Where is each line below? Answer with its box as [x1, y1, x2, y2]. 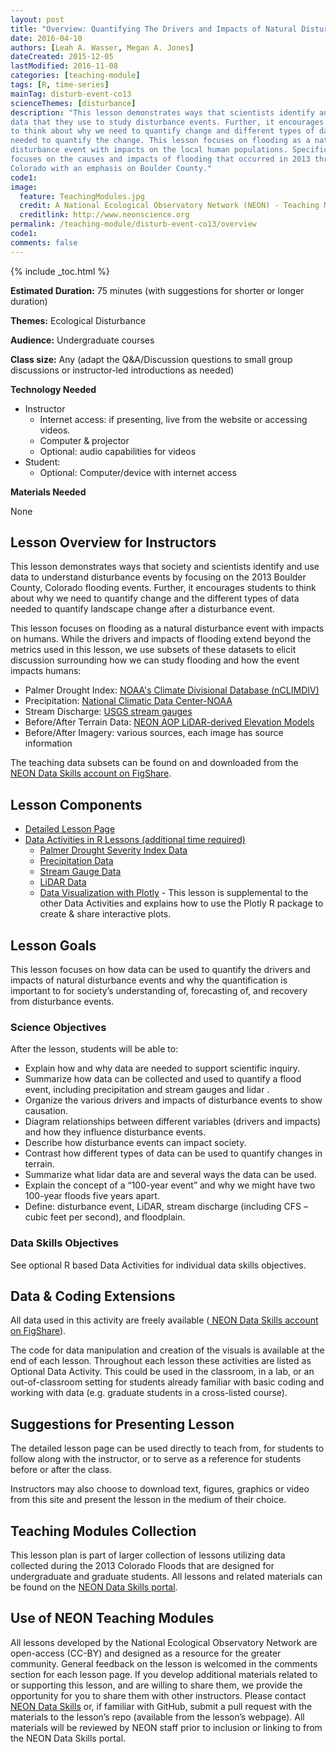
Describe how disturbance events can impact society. [24, 1137, 247, 1149]
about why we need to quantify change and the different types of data [10, 592, 300, 605]
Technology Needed [10, 383, 97, 395]
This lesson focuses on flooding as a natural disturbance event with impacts [10, 622, 325, 635]
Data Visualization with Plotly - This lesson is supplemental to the [39, 887, 309, 899]
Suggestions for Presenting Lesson [10, 1416, 235, 1433]
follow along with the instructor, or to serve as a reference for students [10, 1453, 302, 1465]
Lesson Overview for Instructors [10, 534, 217, 551]
